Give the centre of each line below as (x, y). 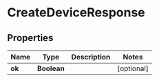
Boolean (51, 68)
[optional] (133, 68)
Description (91, 57)
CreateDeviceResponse (76, 13)
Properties (30, 38)
